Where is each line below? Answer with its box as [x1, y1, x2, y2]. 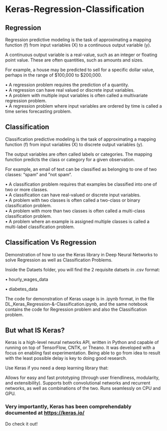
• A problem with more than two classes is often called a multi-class [5, 208, 146, 214]
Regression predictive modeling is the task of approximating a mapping [5, 37, 151, 43]
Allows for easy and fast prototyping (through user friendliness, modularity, [5, 374, 160, 381]
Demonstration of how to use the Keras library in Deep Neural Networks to [5, 251, 158, 257]
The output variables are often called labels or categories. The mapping [5, 151, 153, 157]
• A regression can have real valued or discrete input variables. [5, 87, 135, 93]
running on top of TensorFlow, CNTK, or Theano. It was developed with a [5, 344, 156, 351]
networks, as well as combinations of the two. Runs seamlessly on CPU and [5, 385, 161, 391]
